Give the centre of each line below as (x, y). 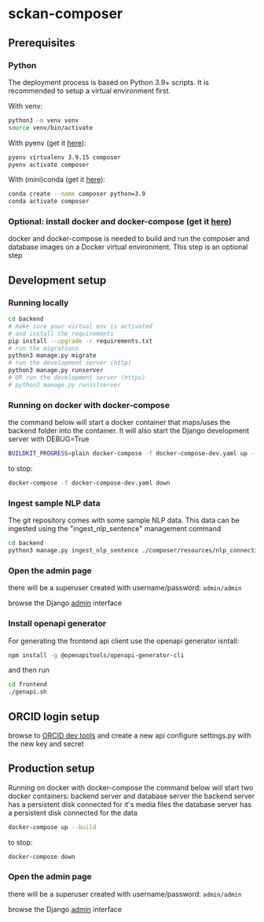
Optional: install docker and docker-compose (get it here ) (120, 221)
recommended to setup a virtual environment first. (90, 91)
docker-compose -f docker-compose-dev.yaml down (89, 483)
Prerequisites (42, 43)
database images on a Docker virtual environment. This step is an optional (128, 247)
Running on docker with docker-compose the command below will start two (131, 787)
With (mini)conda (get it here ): (57, 180)
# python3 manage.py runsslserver (65, 385)
